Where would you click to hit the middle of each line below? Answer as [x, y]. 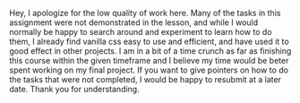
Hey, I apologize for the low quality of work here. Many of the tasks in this [145, 13]
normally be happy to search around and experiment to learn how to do [141, 32]
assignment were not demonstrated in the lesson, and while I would [133, 22]
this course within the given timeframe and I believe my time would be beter [149, 60]
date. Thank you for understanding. [75, 89]
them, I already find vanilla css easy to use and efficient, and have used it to [149, 41]
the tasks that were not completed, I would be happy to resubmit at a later [146, 79]
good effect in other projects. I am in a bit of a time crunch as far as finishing [150, 51]
